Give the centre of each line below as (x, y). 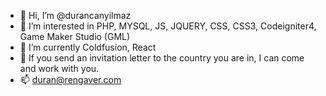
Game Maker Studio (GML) (75, 36)
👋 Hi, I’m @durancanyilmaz (75, 15)
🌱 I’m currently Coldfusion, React (88, 47)
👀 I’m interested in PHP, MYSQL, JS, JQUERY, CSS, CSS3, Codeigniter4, (168, 26)
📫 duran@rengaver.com (70, 79)
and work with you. (59, 68)
